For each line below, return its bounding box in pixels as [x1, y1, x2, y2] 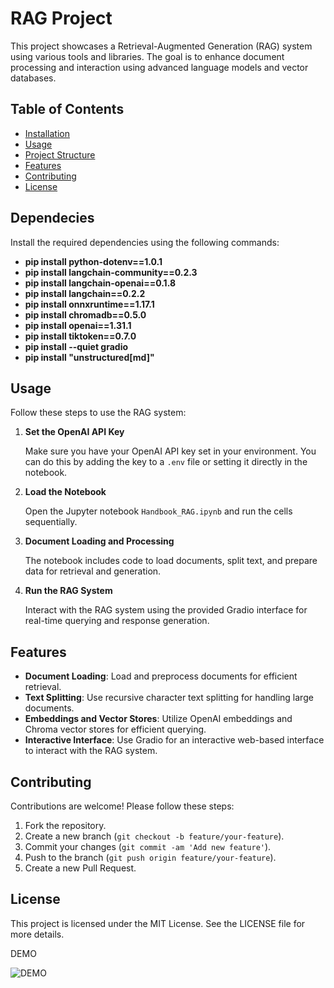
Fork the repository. [24, 820, 107, 831]
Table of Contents [10, 101, 125, 118]
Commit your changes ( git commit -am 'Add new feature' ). [24, 841, 272, 852]
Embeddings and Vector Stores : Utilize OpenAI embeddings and [24, 713, 293, 725]
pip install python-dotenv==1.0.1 [24, 255, 163, 267]
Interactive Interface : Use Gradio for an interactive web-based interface [24, 734, 325, 746]
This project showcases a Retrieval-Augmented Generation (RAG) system [10, 40, 313, 52]
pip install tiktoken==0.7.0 [24, 330, 137, 342]
